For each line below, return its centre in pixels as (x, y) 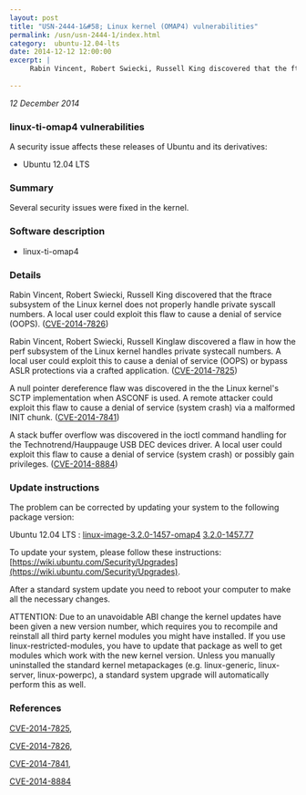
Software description (57, 232)
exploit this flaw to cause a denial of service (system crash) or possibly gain (152, 454)
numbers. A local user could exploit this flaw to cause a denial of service (146, 314)
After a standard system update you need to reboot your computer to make (150, 590)
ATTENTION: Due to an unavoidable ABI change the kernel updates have (146, 617)
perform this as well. (48, 685)
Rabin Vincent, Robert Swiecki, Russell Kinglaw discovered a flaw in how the (153, 341)
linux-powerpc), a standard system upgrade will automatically (153, 675)
